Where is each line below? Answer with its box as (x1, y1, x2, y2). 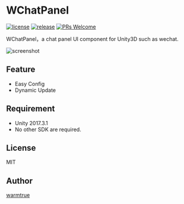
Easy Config (14, 80, 45, 87)
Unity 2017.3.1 (14, 119, 49, 126)
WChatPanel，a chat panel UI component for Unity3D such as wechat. (6, 35, 179, 42)
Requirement (6, 104, 55, 114)
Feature (6, 65, 36, 75)
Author (6, 176, 33, 186)
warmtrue (6, 192, 30, 199)
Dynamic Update (14, 87, 56, 94)
